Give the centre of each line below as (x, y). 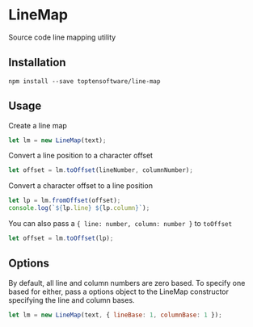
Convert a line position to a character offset (81, 156)
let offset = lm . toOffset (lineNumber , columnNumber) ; (101, 170)
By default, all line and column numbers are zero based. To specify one (127, 283)
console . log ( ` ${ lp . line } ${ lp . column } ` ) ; (79, 208)
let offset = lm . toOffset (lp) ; (61, 239)
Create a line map (38, 125)
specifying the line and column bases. (72, 300)
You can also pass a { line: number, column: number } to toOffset (120, 224)
